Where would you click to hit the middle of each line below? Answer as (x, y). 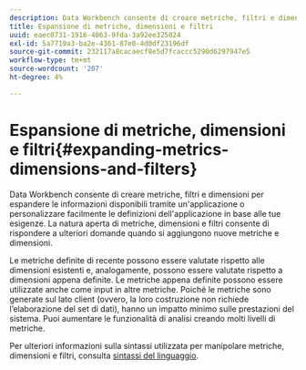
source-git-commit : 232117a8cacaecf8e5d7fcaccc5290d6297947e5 (130, 52)
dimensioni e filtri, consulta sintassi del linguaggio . (104, 355)
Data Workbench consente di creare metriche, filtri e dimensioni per (137, 194)
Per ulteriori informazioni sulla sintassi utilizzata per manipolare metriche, (147, 345)
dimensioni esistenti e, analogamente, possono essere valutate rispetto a (146, 270)
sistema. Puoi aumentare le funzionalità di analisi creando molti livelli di (143, 318)
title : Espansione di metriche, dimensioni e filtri (112, 26)
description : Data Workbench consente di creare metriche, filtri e (142, 18)
